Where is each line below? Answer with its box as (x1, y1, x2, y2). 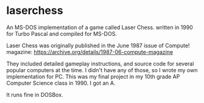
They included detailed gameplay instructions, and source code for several (6, 60, 194, 67)
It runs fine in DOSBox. (6, 91, 63, 98)
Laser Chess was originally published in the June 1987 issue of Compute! (6, 42, 190, 49)
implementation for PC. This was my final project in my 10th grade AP (6, 73, 180, 80)
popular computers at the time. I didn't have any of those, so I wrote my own (6, 66, 198, 73)
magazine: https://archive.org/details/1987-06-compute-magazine (6, 48, 174, 55)
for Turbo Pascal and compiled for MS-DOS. (6, 30, 118, 37)
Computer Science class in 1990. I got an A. (6, 79, 116, 87)
